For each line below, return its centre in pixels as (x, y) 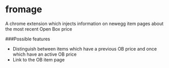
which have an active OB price (45, 54)
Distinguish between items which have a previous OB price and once (84, 49)
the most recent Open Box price (39, 29)
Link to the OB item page (39, 59)
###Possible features (28, 39)
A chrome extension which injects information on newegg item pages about (84, 24)
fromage (24, 9)
